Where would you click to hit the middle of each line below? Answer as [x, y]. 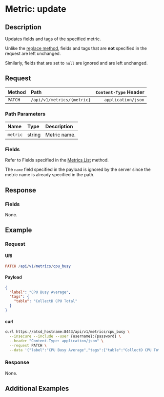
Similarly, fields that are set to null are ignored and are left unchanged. [76, 63]
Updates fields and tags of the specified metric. [53, 39]
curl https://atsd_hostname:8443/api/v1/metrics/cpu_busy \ [68, 332]
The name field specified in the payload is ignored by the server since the [78, 169]
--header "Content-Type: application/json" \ [57, 341]
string [34, 135]
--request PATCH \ [28, 345]
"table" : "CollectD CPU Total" [46, 301]
